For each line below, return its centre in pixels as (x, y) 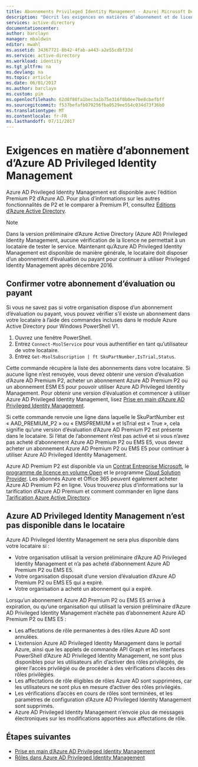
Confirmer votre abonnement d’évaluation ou (91, 284)
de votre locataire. (37, 350)
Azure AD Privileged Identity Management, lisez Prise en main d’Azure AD (95, 399)
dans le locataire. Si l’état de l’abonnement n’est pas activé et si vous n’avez (98, 435)
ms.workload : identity (34, 61)
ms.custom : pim (25, 94)
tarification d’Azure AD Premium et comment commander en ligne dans (92, 491)
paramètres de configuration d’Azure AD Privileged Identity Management (103, 699)
